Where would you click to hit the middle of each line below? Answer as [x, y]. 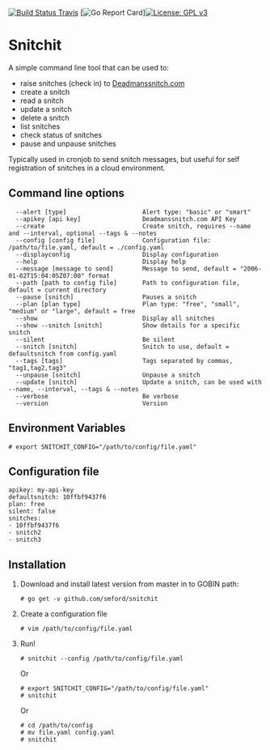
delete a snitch [45, 117]
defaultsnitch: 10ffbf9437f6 [57, 497]
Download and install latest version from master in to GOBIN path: [129, 584]
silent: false [32, 511]
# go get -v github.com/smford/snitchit [89, 599]
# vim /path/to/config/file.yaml [76, 629]
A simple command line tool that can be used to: [89, 67]
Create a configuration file [63, 614]
